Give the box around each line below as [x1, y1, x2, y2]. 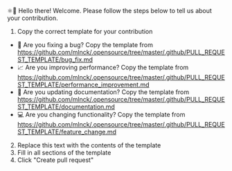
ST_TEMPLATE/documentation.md [17, 102, 116, 111]
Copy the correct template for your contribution [17, 28, 153, 35]
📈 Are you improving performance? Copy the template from [17, 63, 189, 71]
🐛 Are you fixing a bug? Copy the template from [17, 41, 154, 48]
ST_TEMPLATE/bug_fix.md [17, 55, 93, 64]
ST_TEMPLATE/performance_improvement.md [17, 80, 150, 89]
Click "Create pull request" [17, 156, 94, 164]
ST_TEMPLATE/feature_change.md [17, 128, 116, 136]
